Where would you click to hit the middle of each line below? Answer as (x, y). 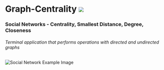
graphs (12, 47)
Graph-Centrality (41, 9)
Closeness (18, 30)
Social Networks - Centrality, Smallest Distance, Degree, (74, 24)
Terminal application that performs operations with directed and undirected (82, 42)
